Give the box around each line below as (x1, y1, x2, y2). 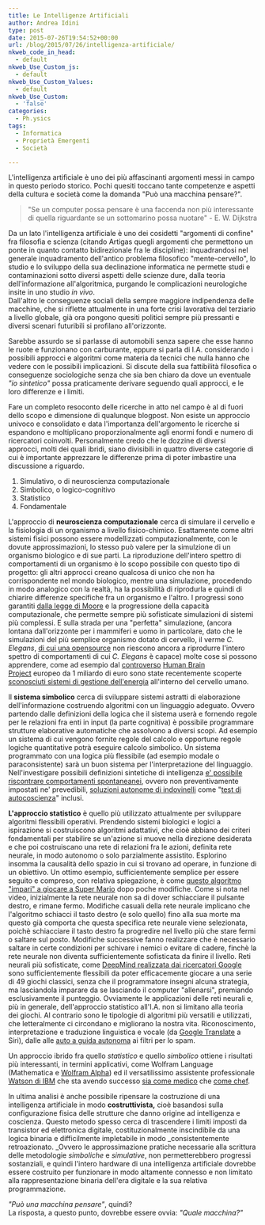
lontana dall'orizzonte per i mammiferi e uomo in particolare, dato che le (8, 626, 243, 636)
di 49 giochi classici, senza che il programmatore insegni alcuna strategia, (8, 977, 250, 987)
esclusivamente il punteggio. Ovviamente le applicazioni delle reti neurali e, (8, 994, 254, 1003)
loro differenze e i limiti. (8, 387, 85, 397)
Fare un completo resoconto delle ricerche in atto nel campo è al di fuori (8, 402, 244, 412)
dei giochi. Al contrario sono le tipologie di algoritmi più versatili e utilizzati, (8, 1010, 252, 1020)
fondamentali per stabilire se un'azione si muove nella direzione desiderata (8, 834, 252, 843)
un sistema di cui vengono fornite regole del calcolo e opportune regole (8, 734, 242, 744)
